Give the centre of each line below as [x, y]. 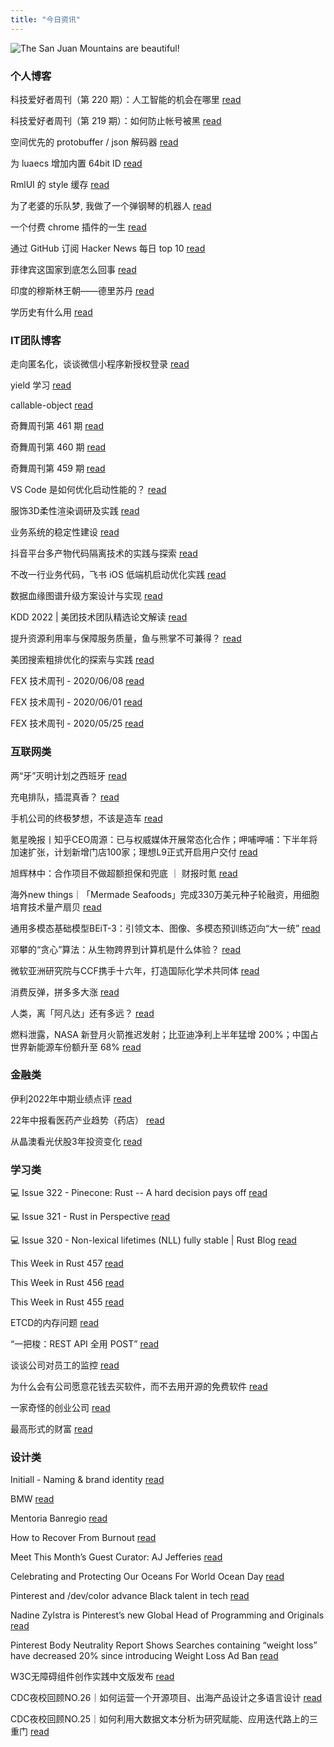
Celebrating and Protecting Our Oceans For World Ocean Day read [147, 1577]
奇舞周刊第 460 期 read [58, 447]
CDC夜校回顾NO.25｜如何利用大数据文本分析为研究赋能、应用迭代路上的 [160, 1719]
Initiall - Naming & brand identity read [87, 1480]
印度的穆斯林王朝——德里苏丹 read [82, 290]
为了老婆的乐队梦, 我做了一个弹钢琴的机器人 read [111, 205]
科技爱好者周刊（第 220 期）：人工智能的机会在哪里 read [126, 99]
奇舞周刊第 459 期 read [58, 468]
